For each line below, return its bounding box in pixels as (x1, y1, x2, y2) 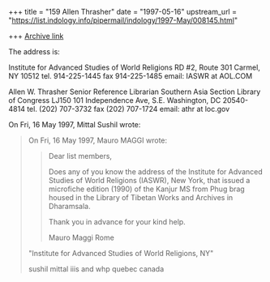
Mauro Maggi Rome (48, 233, 115, 242)
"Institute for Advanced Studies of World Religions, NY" (28, 249, 214, 258)
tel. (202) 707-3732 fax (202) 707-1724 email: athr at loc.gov (27, 105, 230, 113)
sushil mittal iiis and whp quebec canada (28, 264, 165, 274)
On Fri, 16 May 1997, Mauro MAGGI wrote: (28, 135, 168, 145)
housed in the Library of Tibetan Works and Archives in (48, 193, 234, 202)
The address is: (8, 47, 61, 56)
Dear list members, (48, 152, 112, 160)
